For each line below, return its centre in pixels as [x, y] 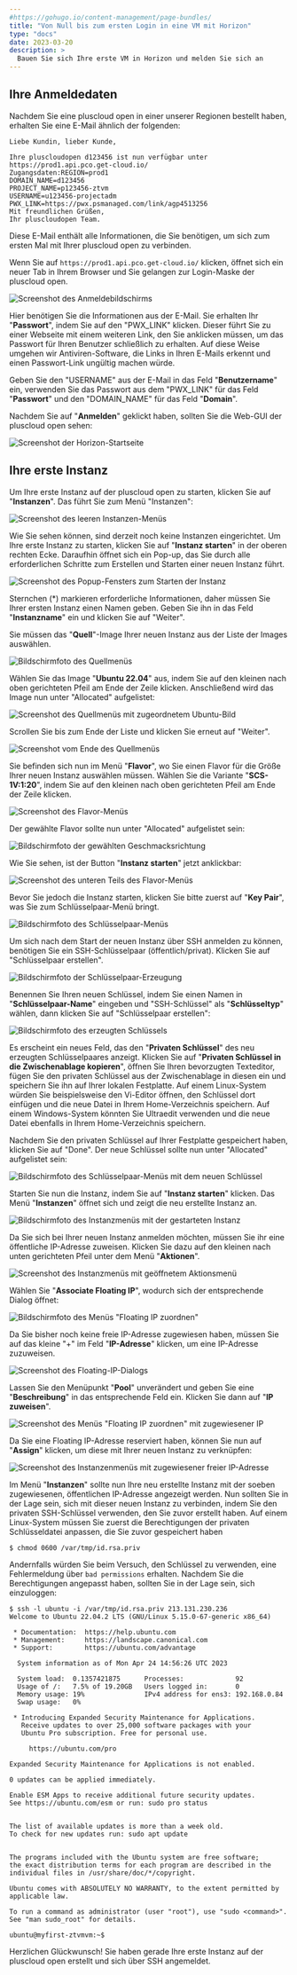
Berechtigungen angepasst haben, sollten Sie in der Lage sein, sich [132, 1583]
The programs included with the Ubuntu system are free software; [134, 1857]
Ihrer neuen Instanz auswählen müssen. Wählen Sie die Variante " [129, 775]
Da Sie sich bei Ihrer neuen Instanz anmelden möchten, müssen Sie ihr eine [147, 1237]
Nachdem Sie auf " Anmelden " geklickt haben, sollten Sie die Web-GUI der [145, 416]
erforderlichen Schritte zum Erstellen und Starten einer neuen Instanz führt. [147, 563]
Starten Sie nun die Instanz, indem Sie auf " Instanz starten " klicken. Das [142, 1193]
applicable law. [39, 1896]
